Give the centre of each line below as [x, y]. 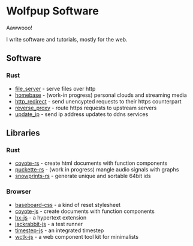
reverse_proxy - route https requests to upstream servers [86, 108]
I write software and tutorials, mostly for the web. [67, 39]
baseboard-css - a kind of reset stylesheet [68, 204]
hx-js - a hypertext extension [51, 217]
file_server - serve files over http [55, 88]
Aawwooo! [19, 28]
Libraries [23, 133]
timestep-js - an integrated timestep [59, 230]
